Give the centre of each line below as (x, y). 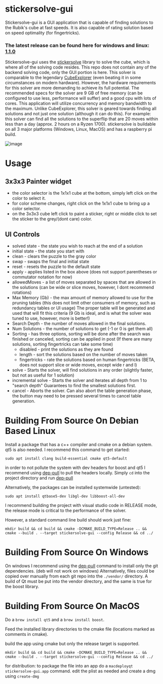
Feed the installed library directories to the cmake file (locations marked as (80, 629)
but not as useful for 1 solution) (43, 375)
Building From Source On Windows (77, 552)
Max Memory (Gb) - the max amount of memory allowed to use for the (82, 298)
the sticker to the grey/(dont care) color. (52, 219)
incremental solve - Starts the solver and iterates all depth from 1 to (80, 380)
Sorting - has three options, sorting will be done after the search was (81, 334)
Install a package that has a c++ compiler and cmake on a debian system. (79, 444)
